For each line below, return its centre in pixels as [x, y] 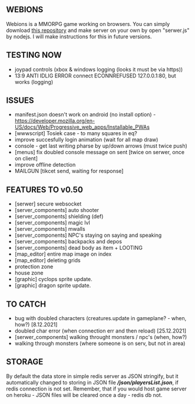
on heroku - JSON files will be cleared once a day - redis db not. [84, 395]
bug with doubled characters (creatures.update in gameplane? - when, [100, 318]
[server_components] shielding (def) [59, 216]
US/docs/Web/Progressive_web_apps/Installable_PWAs [82, 127]
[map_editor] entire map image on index [63, 254]
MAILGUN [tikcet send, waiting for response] [69, 171]
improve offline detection [45, 165]
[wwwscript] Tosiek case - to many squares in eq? [76, 133]
